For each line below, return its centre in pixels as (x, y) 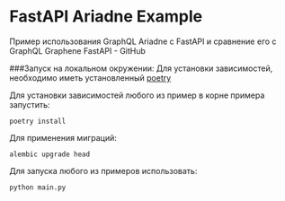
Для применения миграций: (63, 137)
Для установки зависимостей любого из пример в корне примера (137, 95)
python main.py (38, 187)
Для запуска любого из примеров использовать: (103, 170)
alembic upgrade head (50, 154)
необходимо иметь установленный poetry (90, 77)
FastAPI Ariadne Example (106, 17)
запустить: (30, 104)
